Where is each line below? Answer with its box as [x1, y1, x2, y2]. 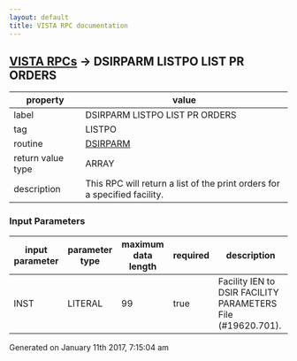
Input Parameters [9, 215, 86, 227]
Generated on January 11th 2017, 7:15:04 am [9, 342, 170, 352]
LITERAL [67, 297, 103, 310]
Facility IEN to [217, 275, 276, 288]
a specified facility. [85, 188, 164, 201]
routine [13, 138, 43, 150]
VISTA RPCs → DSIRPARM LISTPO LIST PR [9, 54, 245, 69]
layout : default [9, 12, 69, 22]
